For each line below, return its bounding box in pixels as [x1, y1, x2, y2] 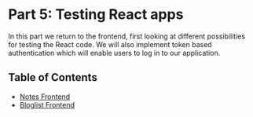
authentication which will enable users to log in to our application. [8, 48, 221, 57]
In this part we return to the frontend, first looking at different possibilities [8, 31, 246, 41]
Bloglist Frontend [19, 100, 75, 109]
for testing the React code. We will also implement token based [8, 39, 212, 49]
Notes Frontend [19, 92, 71, 101]
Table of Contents [8, 71, 98, 84]
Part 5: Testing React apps [8, 5, 184, 24]
